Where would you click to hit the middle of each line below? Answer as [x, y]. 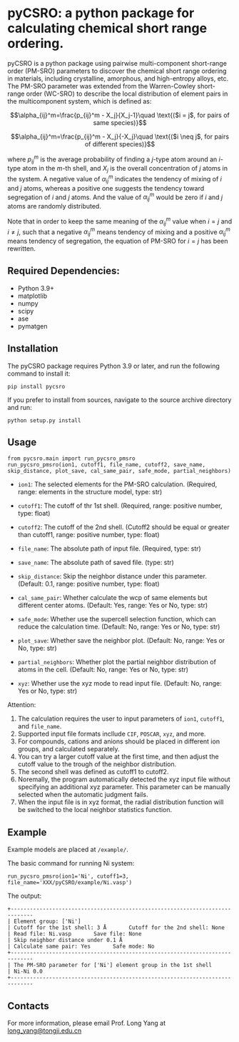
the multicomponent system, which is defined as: [80, 101]
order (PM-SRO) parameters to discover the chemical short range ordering [117, 71]
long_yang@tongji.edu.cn [45, 1031]
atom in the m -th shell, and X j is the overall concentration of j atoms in [125, 169]
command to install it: [39, 374]
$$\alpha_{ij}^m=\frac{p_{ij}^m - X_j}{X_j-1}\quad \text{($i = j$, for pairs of [120, 115]
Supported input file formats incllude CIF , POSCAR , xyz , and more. [112, 734]
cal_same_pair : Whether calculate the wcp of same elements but [113, 598]
